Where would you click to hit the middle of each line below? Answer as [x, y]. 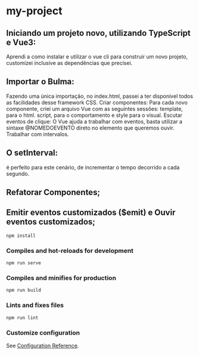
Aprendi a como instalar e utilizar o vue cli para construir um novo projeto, [97, 57]
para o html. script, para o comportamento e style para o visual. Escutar [94, 115]
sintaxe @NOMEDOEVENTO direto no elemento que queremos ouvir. [90, 128]
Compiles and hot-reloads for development [70, 251]
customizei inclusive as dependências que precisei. [69, 63]
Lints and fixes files [35, 305]
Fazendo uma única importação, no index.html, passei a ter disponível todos [100, 96]
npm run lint [22, 317]
